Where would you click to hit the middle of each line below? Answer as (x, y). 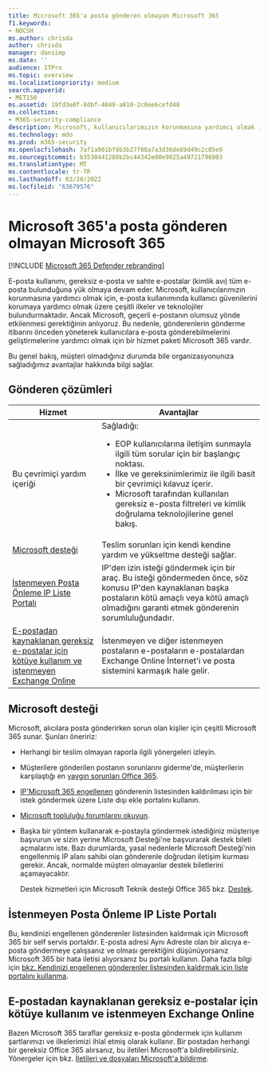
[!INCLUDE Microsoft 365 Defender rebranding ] (87, 266)
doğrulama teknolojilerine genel (174, 514)
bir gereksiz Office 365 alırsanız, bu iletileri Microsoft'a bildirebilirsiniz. (124, 1049)
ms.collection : (33, 113)
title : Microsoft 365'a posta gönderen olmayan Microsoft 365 (114, 16)
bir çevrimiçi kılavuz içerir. (164, 483)
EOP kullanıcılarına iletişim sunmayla (183, 443)
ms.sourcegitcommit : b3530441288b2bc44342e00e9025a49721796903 (116, 157)
